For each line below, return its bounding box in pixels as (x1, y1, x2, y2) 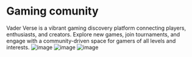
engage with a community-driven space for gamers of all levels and (6, 37, 176, 44)
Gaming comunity (6, 4, 99, 18)
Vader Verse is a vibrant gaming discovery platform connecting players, (6, 24, 187, 32)
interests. (6, 44, 30, 51)
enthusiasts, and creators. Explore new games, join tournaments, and (6, 30, 180, 38)
